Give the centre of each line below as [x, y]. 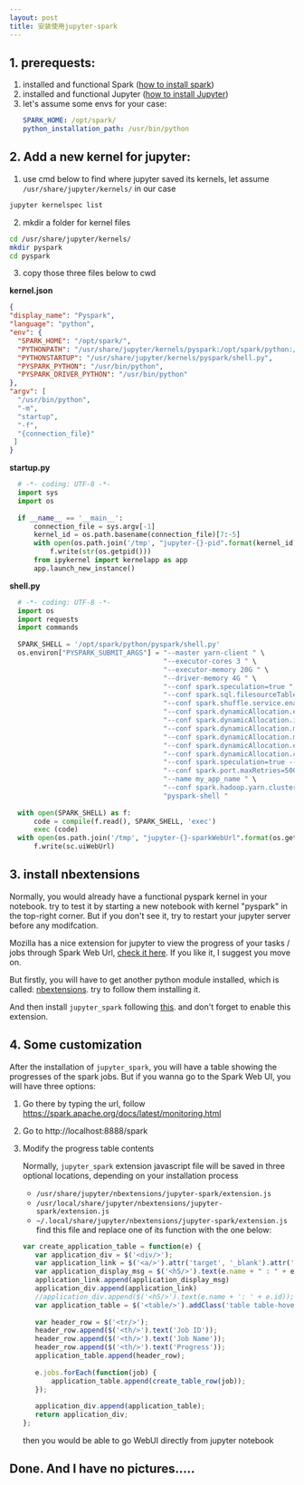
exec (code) [56, 829]
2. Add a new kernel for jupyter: [100, 157]
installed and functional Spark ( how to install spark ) [118, 85]
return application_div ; [81, 1415]
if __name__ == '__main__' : [71, 518]
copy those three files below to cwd [89, 273]
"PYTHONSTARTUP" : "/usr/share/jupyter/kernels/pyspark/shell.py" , [145, 358]
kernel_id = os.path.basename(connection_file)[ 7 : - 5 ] [137, 535]
